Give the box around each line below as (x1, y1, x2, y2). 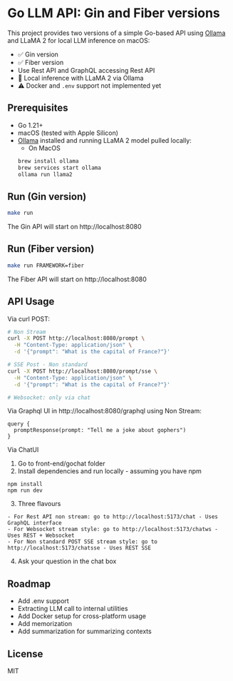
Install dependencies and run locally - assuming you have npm (17, 467, 202, 475)
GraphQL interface (7, 520, 62, 527)
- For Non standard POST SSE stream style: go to (7, 538, 158, 545)
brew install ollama (17, 157, 79, 165)
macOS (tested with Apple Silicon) (17, 128, 119, 137)
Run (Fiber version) (7, 243, 95, 255)
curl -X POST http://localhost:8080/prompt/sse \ (7, 368, 158, 375)
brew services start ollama (17, 164, 101, 171)
